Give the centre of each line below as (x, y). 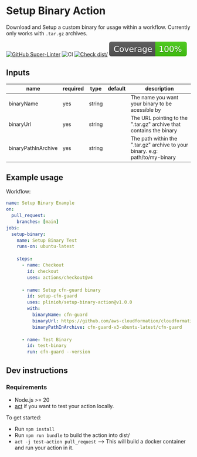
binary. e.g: (144, 151)
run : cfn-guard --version (59, 352)
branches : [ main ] (38, 222)
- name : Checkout (43, 265)
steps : (25, 259)
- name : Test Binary (47, 339)
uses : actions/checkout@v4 (60, 278)
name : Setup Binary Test (47, 240)
